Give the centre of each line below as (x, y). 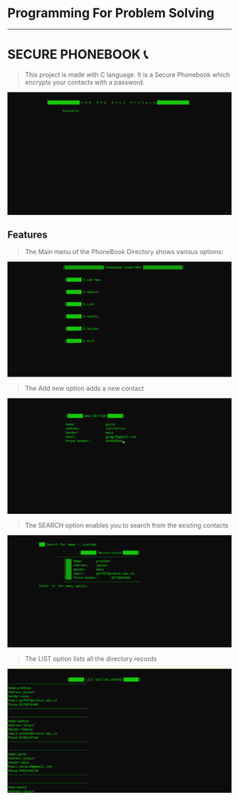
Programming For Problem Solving (111, 13)
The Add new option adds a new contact (84, 389)
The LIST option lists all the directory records (91, 659)
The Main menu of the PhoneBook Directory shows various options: (124, 252)
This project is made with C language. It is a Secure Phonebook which (127, 74)
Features (27, 235)
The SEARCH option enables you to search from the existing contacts (127, 525)
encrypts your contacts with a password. (85, 82)
